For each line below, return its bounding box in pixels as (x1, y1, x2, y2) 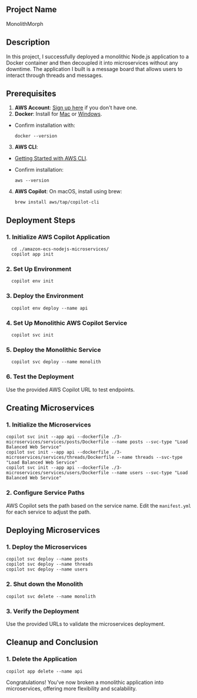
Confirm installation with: (14, 122, 75, 129)
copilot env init (11, 278, 54, 284)
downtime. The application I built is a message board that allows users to (6, 65, 183, 72)
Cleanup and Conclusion (6, 637, 98, 647)
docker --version (14, 133, 58, 139)
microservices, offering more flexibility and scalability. (6, 684, 137, 692)
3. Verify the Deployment (6, 607, 79, 615)
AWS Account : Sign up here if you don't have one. (14, 104, 138, 111)
